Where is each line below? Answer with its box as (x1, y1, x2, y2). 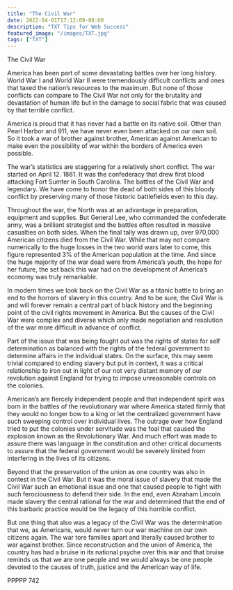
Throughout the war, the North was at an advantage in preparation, (7, 206, 200, 214)
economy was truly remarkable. (7, 273, 98, 281)
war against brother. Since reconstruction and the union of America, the (7, 540, 214, 549)
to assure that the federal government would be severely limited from (7, 447, 205, 455)
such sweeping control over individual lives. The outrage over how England (7, 417, 223, 426)
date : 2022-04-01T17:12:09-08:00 (7, 17, 104, 24)
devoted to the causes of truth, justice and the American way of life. (7, 563, 202, 571)
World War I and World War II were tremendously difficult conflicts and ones (7, 76, 225, 84)
